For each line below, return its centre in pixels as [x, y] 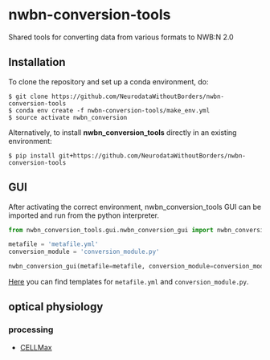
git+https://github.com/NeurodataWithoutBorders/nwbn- [153, 155]
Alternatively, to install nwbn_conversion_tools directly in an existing [123, 132]
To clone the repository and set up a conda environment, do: [108, 81]
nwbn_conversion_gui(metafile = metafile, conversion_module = [111, 267]
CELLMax [36, 347]
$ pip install [32, 155]
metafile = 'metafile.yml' [53, 244]
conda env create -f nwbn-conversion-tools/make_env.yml [113, 110]
